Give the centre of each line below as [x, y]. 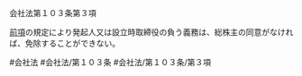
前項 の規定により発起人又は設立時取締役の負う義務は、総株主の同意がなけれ [151, 32]
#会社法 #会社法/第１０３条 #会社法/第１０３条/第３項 [110, 62]
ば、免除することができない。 [64, 43]
